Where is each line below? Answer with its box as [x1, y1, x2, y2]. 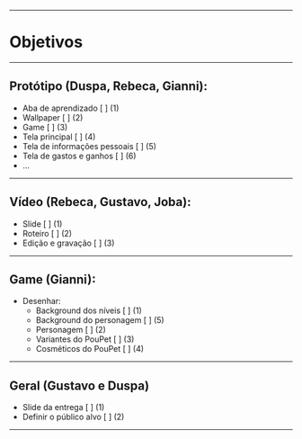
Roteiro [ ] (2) [22, 228, 73, 238]
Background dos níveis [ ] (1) [35, 305, 142, 316]
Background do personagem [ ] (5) [35, 315, 164, 326]
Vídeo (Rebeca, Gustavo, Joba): [9, 194, 191, 210]
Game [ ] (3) [22, 121, 68, 132]
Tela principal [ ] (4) [22, 131, 96, 142]
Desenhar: [22, 296, 61, 307]
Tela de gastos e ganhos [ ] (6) [22, 150, 137, 161]
